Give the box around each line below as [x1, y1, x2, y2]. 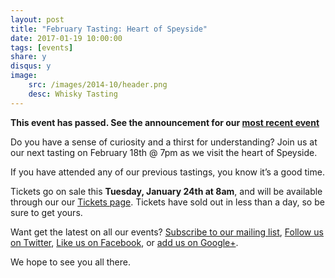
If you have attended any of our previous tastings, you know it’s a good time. [10, 166, 325, 178]
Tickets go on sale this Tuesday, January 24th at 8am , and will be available [10, 185, 323, 197]
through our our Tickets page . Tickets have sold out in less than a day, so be [10, 196, 325, 208]
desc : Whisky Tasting [28, 89, 118, 99]
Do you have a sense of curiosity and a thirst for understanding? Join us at [10, 136, 318, 148]
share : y [10, 52, 47, 62]
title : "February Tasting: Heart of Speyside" [10, 24, 208, 34]
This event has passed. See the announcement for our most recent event [10, 116, 320, 128]
